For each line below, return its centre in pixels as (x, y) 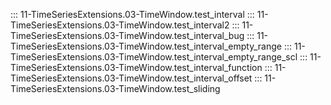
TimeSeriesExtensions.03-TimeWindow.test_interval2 (120, 25)
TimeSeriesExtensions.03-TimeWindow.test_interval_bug (127, 35)
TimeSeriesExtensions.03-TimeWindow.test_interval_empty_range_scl (154, 57)
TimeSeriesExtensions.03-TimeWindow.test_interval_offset (131, 78)
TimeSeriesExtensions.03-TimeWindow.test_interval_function (136, 67)
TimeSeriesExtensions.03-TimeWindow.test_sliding (115, 88)
